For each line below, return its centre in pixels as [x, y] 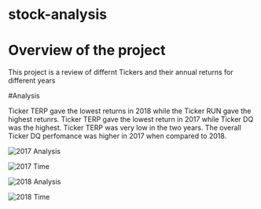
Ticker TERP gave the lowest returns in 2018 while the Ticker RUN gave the [130, 111]
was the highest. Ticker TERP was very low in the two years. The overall [125, 128]
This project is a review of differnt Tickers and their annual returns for [121, 72]
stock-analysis [58, 15]
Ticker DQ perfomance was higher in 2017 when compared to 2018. [118, 136]
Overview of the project [87, 51]
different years [32, 81]
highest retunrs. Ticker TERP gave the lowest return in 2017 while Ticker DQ [131, 119]
